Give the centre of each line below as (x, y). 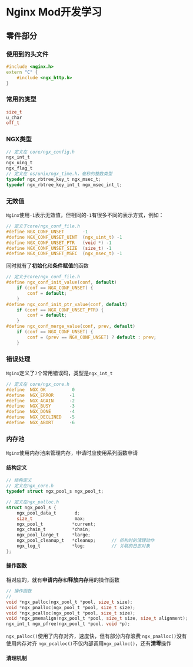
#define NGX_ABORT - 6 (41, 423)
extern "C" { (22, 72)
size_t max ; (51, 518)
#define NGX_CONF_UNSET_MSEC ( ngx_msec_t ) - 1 (64, 254)
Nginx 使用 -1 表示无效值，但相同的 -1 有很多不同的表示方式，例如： (85, 215)
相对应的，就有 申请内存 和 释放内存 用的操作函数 (63, 580)
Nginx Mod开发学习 (54, 12)
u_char (14, 118)
